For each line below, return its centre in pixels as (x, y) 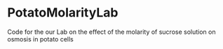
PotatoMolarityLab (63, 13)
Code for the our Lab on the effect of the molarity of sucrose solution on (111, 32)
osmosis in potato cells (40, 39)
